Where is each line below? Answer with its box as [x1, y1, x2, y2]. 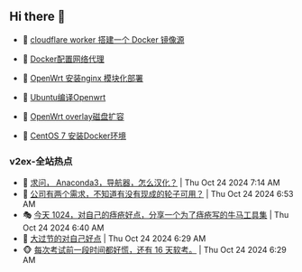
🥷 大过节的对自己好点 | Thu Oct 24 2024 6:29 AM [22, 233, 206, 244]
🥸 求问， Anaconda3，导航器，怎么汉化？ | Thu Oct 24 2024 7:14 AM [22, 177, 281, 188]
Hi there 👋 [9, 9, 66, 24]
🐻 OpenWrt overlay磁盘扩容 [22, 110, 124, 122]
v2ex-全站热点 [9, 155, 73, 167]
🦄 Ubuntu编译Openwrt [22, 91, 106, 102]
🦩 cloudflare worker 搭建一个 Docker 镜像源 [22, 33, 185, 45]
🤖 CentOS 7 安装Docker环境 [22, 130, 126, 141]
